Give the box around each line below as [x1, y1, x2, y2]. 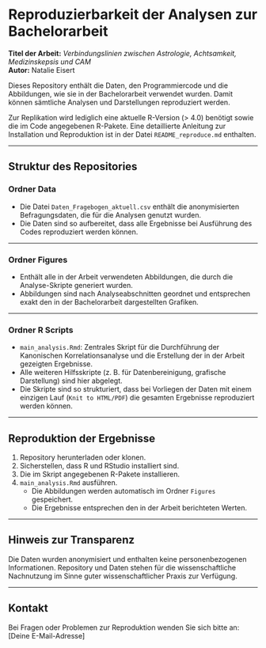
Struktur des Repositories [8, 160, 138, 173]
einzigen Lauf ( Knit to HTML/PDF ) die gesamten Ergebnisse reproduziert [19, 393, 255, 403]
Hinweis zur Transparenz [8, 533, 135, 547]
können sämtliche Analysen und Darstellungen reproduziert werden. [8, 97, 231, 107]
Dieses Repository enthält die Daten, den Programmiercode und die [8, 81, 228, 90]
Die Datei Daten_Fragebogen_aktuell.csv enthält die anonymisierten [19, 202, 240, 211]
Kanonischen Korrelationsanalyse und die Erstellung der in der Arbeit [19, 351, 245, 361]
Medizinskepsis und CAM [8, 57, 91, 66]
